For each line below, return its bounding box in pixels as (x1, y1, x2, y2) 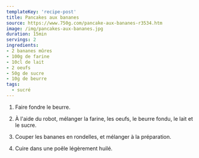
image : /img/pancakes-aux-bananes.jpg (6, 25, 103, 32)
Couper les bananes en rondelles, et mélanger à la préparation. (14, 133, 171, 140)
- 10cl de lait (6, 59, 44, 65)
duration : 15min (6, 31, 47, 37)
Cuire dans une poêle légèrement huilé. (14, 145, 113, 152)
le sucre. (14, 121, 37, 129)
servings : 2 (6, 37, 36, 43)
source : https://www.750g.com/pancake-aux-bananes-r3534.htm (6, 20, 163, 26)
